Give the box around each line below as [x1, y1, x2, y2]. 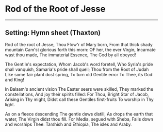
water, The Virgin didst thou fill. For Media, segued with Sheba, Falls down [5, 116, 154, 122]
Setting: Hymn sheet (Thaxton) [5, 29, 101, 37]
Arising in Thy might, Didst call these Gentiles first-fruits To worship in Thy [5, 96, 154, 102]
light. [5, 101, 16, 107]
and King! [5, 77, 24, 82]
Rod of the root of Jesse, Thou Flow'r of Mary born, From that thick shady [5, 41, 153, 47]
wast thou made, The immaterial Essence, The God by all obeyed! [5, 52, 136, 58]
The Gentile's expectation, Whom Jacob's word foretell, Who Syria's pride [5, 61, 153, 67]
